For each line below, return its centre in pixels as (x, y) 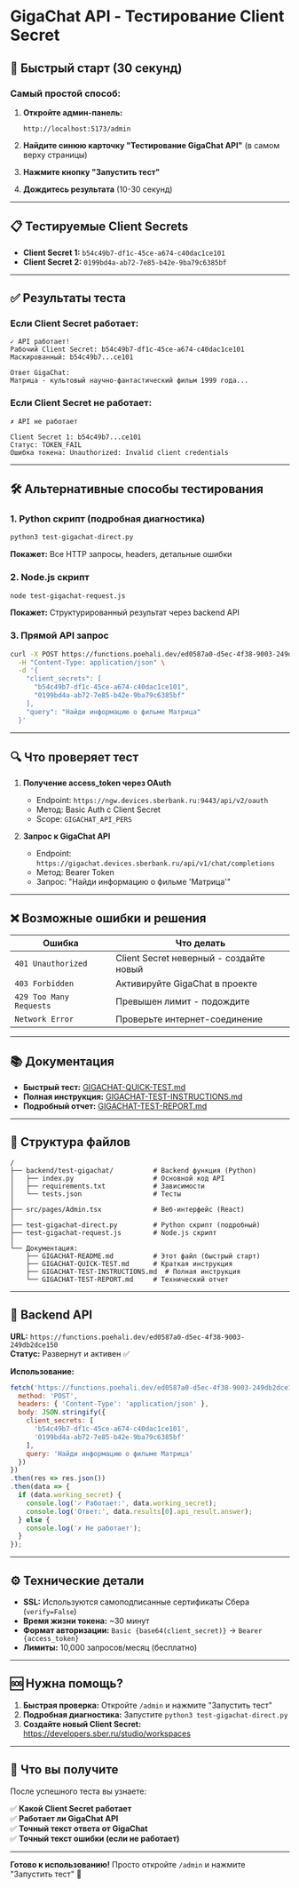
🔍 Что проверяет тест (75, 757)
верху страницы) (55, 155)
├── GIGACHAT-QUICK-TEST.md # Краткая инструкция (130, 1263)
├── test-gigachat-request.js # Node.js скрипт (114, 1232)
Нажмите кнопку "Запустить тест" (91, 171)
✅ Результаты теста (68, 298)
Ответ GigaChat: (40, 373)
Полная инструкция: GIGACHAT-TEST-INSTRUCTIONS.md (133, 1097)
